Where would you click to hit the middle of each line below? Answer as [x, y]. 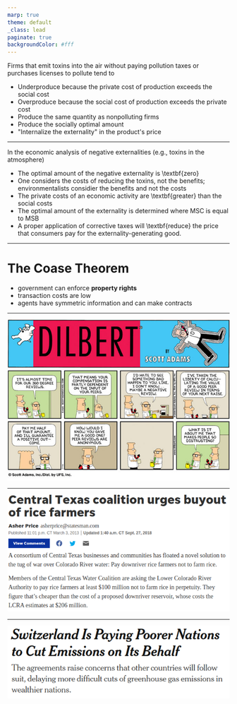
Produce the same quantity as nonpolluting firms [88, 117]
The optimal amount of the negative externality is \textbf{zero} [108, 174]
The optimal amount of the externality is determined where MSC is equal [123, 211]
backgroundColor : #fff [41, 45]
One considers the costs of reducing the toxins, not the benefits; [111, 181]
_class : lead [26, 30]
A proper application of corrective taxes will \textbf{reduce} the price [118, 226]
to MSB [28, 218]
